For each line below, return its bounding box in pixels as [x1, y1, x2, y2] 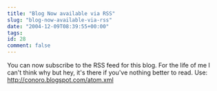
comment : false [7, 42, 51, 49]
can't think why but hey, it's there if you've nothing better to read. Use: [7, 68, 208, 77]
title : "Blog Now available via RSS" [7, 10, 116, 17]
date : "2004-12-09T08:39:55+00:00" [7, 23, 110, 30]
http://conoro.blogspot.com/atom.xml [7, 76, 114, 83]
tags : [7, 29, 23, 37]
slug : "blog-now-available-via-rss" [7, 17, 112, 23]
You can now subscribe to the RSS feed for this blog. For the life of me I [7, 61, 210, 69]
